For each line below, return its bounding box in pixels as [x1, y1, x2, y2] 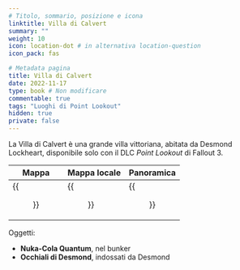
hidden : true [8, 109, 53, 118]
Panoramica [128, 167, 177, 178]
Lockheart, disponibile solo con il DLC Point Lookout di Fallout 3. [8, 148, 224, 157]
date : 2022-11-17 [8, 79, 67, 88]
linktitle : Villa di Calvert [8, 19, 107, 28]
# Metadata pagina [8, 64, 71, 73]
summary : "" [8, 27, 49, 35]
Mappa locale [67, 167, 122, 178]
